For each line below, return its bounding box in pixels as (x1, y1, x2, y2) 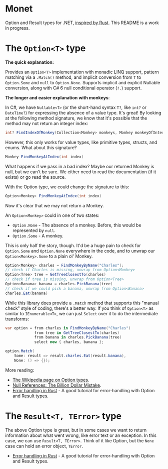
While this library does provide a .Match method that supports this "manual (5, 300, 159, 306)
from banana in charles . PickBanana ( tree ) (34, 335, 122, 340)
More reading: (5, 367, 34, 373)
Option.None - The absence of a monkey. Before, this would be (12, 222, 141, 228)
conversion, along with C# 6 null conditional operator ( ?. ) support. (5, 85, 142, 91)
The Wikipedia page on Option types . (12, 377, 89, 383)
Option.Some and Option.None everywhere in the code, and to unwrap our (5, 248, 155, 254)
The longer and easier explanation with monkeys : (5, 94, 110, 100)
